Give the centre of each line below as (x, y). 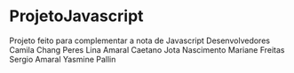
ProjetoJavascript (76, 16)
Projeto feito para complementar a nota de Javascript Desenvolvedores (140, 40)
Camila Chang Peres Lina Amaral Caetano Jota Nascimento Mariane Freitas (147, 49)
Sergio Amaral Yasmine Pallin (63, 59)
